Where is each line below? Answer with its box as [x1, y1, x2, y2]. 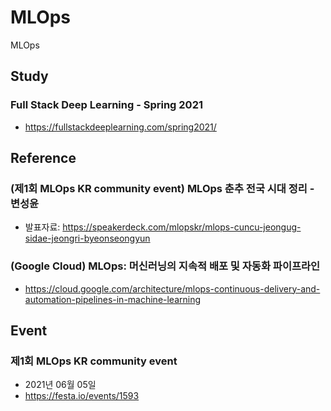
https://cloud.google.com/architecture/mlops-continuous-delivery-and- [24, 282, 321, 295]
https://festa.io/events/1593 [24, 390, 140, 402]
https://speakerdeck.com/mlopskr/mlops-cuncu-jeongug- [62, 221, 302, 233]
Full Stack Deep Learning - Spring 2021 [10, 98, 203, 112]
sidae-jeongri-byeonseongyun [24, 232, 151, 245]
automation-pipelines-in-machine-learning [24, 293, 202, 305]
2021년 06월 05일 [24, 379, 97, 391]
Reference [10, 150, 77, 167]
